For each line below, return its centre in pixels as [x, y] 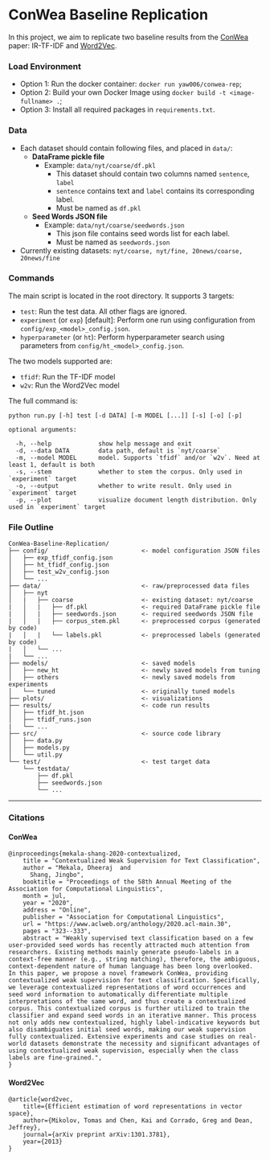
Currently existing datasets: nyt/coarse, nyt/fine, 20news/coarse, [131, 250]
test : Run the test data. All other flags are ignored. [103, 311]
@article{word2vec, [41, 1100]
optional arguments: [43, 429]
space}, [21, 1114]
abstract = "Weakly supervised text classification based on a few [138, 938]
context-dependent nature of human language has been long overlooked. [131, 966]
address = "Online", [57, 910]
